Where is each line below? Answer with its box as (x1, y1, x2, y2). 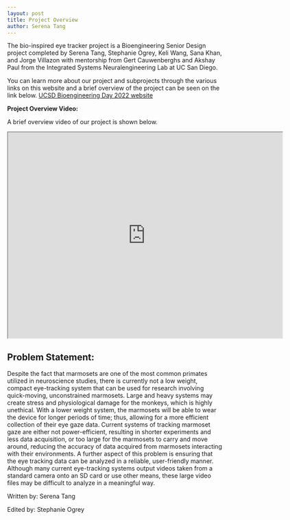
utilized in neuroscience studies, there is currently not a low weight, (7, 377, 198, 385)
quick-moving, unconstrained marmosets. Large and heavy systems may (7, 392, 213, 400)
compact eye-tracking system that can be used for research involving (7, 384, 204, 392)
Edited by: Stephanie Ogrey (7, 506, 84, 514)
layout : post (7, 10, 45, 17)
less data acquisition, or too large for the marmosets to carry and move (7, 435, 208, 443)
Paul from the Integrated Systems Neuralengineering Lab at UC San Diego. (7, 63, 218, 72)
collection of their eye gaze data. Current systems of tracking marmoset (7, 421, 210, 429)
